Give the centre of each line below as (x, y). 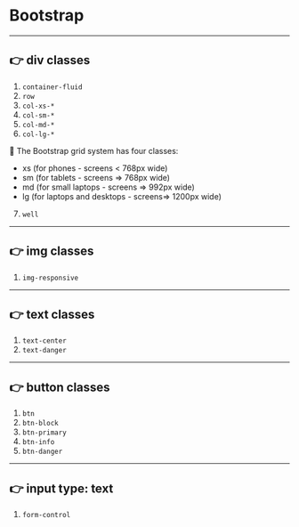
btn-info (38, 442)
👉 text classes (52, 314)
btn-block (40, 424)
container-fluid (52, 87)
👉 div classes (50, 60)
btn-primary (44, 433)
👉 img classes (52, 251)
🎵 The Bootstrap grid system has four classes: (94, 150)
